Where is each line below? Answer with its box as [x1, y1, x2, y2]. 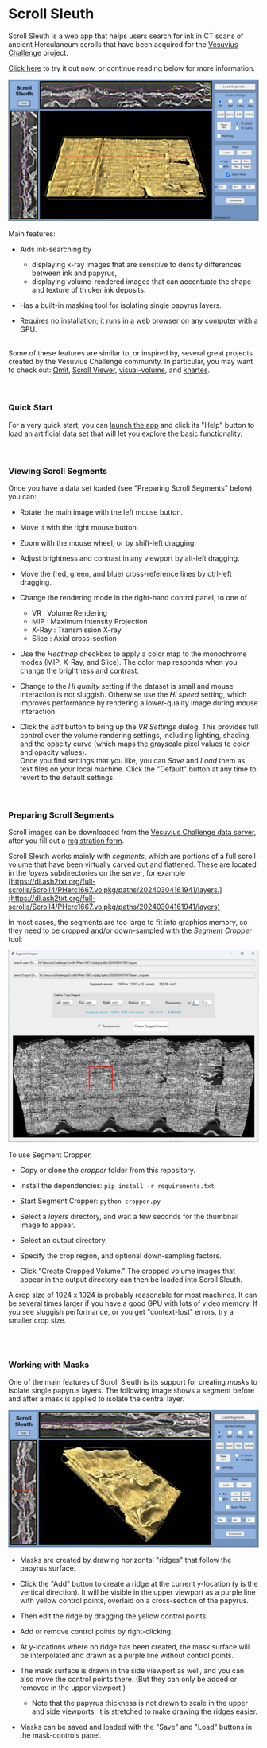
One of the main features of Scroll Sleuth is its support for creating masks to [8, 1377, 258, 1386]
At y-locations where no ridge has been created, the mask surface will [19, 1642, 250, 1652]
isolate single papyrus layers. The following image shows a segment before [8, 1385, 255, 1395]
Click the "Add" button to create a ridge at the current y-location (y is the [19, 1579, 258, 1589]
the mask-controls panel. [19, 1731, 102, 1740]
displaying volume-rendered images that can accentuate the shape [31, 277, 252, 286]
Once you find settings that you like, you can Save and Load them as [19, 756, 246, 765]
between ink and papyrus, [31, 268, 118, 278]
